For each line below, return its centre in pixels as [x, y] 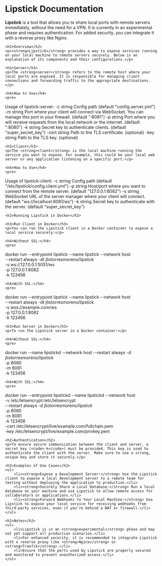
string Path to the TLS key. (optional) [42, 137]
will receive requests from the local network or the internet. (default [73, 122]
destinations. [136, 81]
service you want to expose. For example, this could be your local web [80, 155]
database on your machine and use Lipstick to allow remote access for [79, 491]
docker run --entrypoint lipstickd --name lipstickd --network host [70, 395]
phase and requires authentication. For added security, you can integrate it [80, 32]
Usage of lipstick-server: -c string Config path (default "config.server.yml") [80, 106]
